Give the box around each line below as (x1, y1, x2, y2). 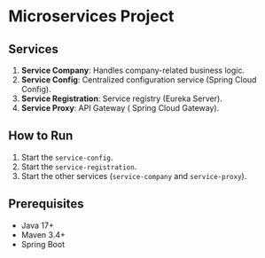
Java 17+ (20, 220, 54, 231)
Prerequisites (8, 197, 84, 212)
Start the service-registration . (20, 161, 137, 172)
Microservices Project (8, 6, 175, 27)
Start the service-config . (20, 152, 113, 162)
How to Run (8, 129, 74, 144)
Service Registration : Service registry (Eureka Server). (20, 93, 222, 104)
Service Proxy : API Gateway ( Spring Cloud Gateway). (20, 103, 220, 113)
